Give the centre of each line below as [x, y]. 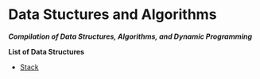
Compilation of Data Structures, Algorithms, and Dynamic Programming [130, 36]
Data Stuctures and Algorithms [113, 15]
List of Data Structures [47, 51]
